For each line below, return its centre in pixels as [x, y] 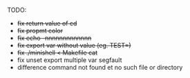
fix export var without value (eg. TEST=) [74, 45]
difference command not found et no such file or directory [100, 67]
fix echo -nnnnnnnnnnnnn [54, 38]
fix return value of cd [47, 23]
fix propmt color [40, 31]
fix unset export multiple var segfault [69, 60]
